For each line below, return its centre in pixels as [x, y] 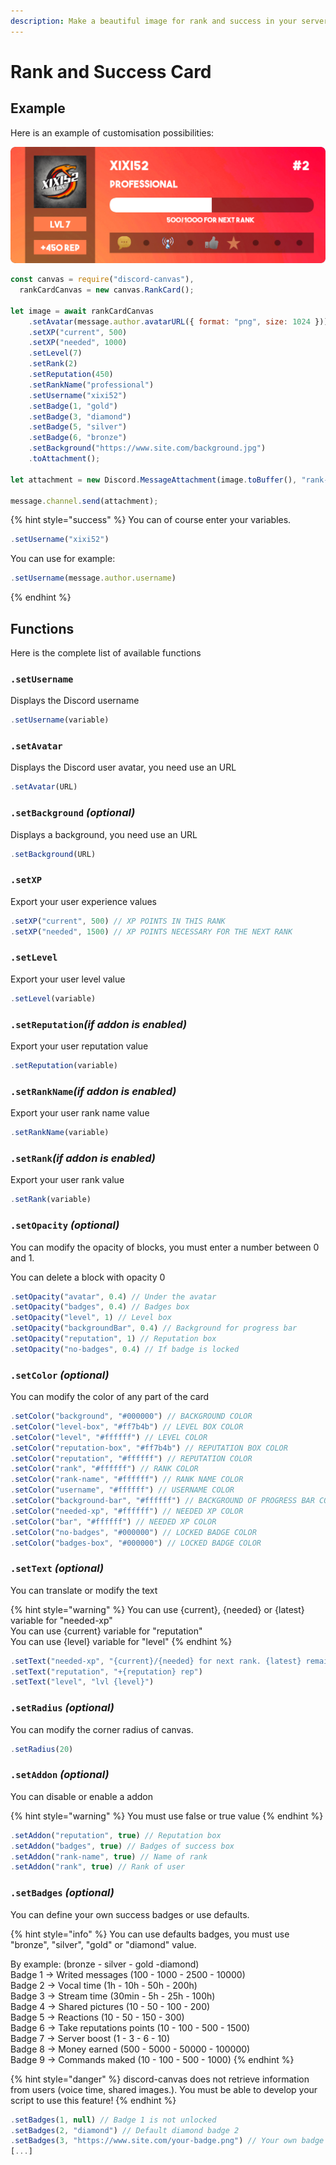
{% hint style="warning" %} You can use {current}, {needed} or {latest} [157, 1609]
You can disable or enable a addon [81, 1796]
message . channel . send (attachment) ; [84, 501]
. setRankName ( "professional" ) [91, 385]
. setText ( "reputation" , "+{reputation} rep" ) [106, 1671]
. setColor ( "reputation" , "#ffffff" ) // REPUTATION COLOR [131, 1458]
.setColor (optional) [60, 1375]
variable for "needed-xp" [61, 1620]
